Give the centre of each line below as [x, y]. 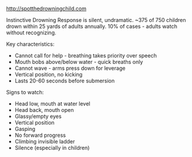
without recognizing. [31, 33]
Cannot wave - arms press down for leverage [70, 68]
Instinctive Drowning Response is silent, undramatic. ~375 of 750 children [96, 20]
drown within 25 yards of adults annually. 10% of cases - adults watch [92, 26]
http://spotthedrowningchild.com [47, 9]
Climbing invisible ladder [45, 141]
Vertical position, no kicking [49, 74]
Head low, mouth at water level [52, 104]
